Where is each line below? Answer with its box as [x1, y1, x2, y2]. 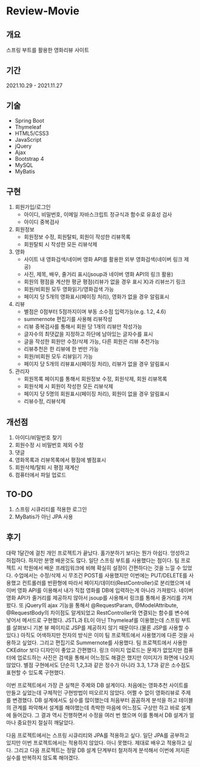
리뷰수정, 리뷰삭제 [23, 398, 66, 405]
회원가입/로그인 [14, 203, 51, 210]
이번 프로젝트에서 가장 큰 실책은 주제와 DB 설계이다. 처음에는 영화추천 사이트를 [6, 682, 189, 689]
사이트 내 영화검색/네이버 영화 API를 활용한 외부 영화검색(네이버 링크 [23, 256, 183, 263]
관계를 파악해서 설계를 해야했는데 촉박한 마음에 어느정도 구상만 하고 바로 [12, 704, 180, 711]
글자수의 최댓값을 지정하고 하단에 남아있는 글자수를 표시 [23, 331, 153, 338]
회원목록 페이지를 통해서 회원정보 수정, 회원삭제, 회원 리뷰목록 [23, 375, 167, 383]
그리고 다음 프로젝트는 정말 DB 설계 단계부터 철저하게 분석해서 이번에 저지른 [14, 746, 190, 754]
